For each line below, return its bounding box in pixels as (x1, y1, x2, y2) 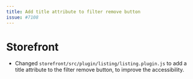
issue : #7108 (6, 14, 39, 20)
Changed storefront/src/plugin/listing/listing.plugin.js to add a (14, 60, 187, 67)
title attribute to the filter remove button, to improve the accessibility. (14, 66, 185, 74)
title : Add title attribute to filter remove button (6, 8, 141, 15)
